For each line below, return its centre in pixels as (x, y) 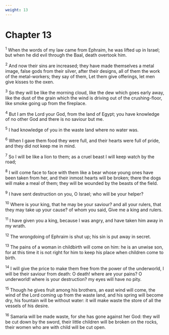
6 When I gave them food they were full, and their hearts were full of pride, (83, 140)
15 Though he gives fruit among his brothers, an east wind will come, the (80, 290)
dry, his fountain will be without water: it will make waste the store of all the (83, 301)
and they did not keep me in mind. (41, 146)
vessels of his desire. (27, 306)
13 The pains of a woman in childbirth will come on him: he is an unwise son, (84, 247)
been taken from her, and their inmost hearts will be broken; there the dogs (83, 178)
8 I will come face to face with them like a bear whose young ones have (79, 172)
